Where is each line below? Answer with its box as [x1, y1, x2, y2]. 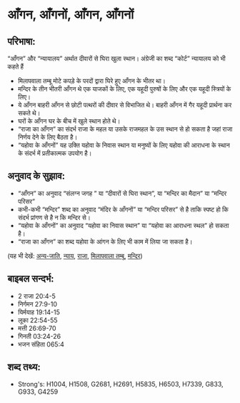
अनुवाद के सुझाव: [7, 170, 66, 182]
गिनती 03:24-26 [17, 332, 61, 340]
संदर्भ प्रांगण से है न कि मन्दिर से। [17, 213, 91, 222]
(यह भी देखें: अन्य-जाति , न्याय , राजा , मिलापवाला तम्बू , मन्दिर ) [7, 252, 143, 260]
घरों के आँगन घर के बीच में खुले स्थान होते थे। [17, 117, 121, 125]
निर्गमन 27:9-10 [17, 299, 58, 308]
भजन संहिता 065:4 [17, 339, 64, 349]
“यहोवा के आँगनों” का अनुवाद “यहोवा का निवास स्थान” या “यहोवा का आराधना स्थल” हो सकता [17, 221, 229, 229]
